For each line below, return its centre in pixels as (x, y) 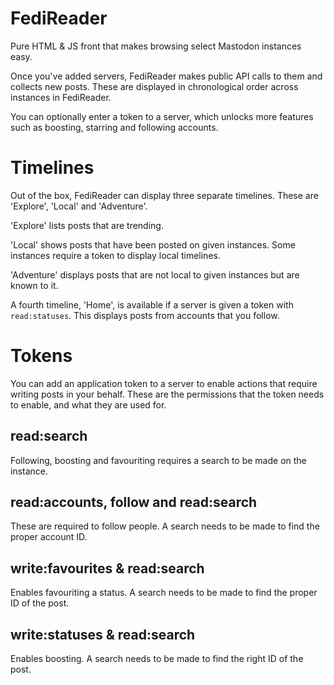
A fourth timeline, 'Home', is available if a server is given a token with (152, 304)
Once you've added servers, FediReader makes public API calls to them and (166, 76)
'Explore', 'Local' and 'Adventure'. (79, 206)
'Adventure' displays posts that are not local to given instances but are (155, 274)
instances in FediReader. (61, 97)
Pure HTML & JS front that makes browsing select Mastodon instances (156, 46)
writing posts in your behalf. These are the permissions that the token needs (167, 394)
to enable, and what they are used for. (88, 404)
